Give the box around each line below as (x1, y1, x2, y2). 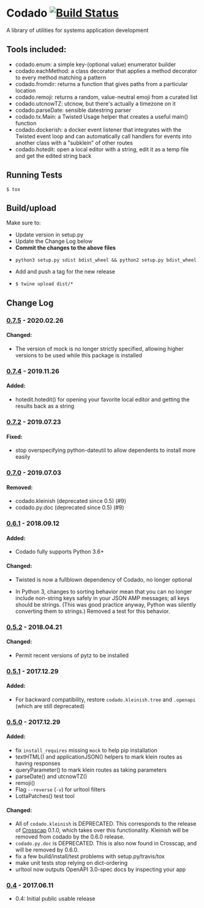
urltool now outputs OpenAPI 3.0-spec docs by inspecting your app (15, 866, 186, 873)
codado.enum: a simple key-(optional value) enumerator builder (15, 60, 176, 68)
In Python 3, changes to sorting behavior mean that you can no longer (15, 588, 192, 595)
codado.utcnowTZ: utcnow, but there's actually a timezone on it (15, 100, 176, 107)
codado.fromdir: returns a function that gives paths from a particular (15, 80, 188, 87)
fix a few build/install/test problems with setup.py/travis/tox (15, 853, 165, 860)
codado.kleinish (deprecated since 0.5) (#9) (15, 497, 127, 505)
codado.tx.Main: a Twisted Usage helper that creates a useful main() (15, 113, 189, 120)
